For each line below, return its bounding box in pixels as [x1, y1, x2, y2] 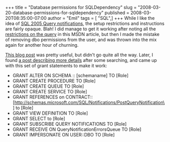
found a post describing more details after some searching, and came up [5, 57, 157, 63]
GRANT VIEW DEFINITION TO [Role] [12, 110, 89, 116]
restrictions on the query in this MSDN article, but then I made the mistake [5, 31, 160, 37]
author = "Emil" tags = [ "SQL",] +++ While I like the [48, 15, 155, 21]
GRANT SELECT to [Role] [12, 116, 66, 121]
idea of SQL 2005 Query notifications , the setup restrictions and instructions [5, 20, 164, 26]
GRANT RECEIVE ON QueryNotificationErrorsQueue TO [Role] [12, 126, 142, 132]
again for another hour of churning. [5, 42, 79, 48]
